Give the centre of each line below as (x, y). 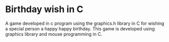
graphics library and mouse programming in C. (54, 34)
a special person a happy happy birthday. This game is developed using (80, 28)
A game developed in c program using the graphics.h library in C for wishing (85, 23)
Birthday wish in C (44, 9)
